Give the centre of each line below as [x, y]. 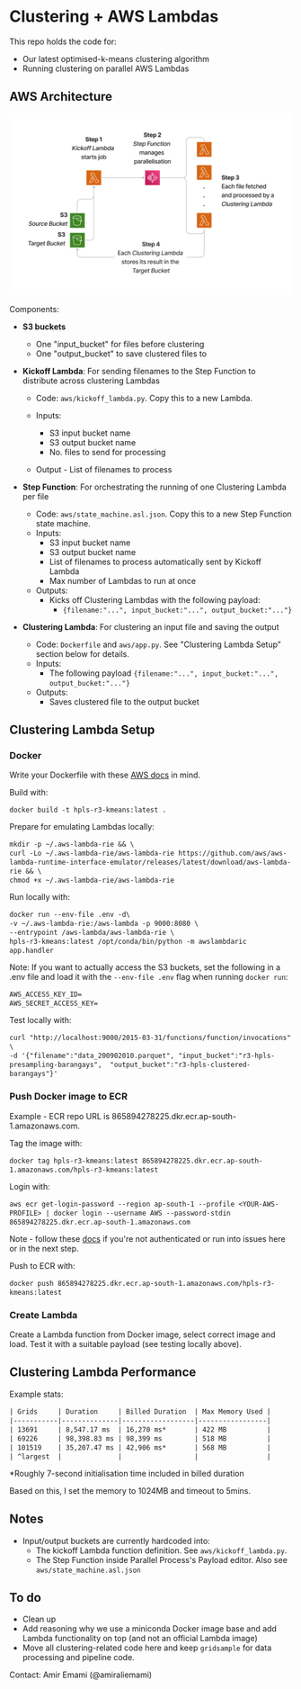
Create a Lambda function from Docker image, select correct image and [142, 1334]
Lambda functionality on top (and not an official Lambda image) [140, 1639]
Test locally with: [40, 1020]
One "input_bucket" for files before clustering [120, 344]
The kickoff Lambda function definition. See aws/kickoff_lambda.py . [161, 1550]
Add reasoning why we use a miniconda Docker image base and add [149, 1629]
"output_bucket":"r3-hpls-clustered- [180, 1065]
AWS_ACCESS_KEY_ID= [46, 995]
